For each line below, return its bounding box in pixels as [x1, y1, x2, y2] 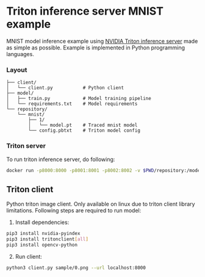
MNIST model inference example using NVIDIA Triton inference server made [6, 37, 198, 45]
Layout [6, 65, 27, 74]
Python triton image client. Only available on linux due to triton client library [6, 200, 195, 208]
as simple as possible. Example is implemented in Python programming [6, 44, 185, 51]
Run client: [15, 253, 43, 260]
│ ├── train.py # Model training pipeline [6, 96, 151, 102]
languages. [6, 50, 35, 57]
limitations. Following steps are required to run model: [6, 207, 142, 214]
